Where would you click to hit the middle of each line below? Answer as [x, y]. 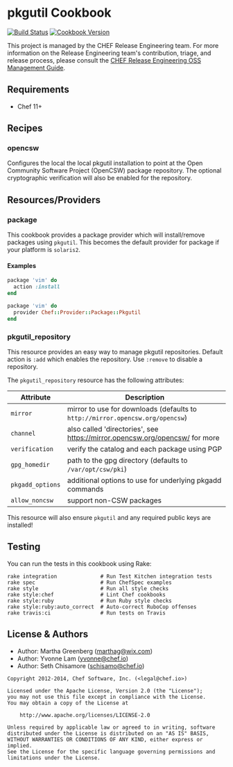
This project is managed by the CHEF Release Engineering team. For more [113, 45]
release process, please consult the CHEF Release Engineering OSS [104, 60]
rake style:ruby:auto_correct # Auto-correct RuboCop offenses [102, 607]
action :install [37, 287]
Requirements [38, 89]
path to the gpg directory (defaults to [127, 460]
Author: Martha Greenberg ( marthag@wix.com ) [85, 651]
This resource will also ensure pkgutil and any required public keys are [109, 517]
